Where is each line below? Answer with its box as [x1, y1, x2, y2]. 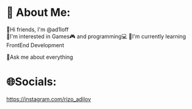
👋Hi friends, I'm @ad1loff [6, 26, 69, 33]
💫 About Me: [6, 6, 71, 20]
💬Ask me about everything [6, 53, 73, 61]
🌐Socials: [6, 75, 57, 89]
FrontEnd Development [6, 41, 64, 48]
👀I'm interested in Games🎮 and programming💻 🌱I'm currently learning [6, 32, 186, 40]
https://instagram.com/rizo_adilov [6, 95, 92, 103]
